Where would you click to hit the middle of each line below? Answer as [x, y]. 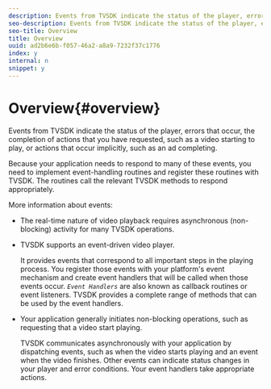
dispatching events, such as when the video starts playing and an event [139, 351]
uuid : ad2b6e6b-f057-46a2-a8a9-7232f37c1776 [84, 46]
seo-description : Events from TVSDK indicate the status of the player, [133, 23]
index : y [23, 53]
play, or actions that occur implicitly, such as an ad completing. [113, 148]
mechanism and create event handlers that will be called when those [134, 277]
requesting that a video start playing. [81, 327]
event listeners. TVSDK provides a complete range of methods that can [138, 295]
